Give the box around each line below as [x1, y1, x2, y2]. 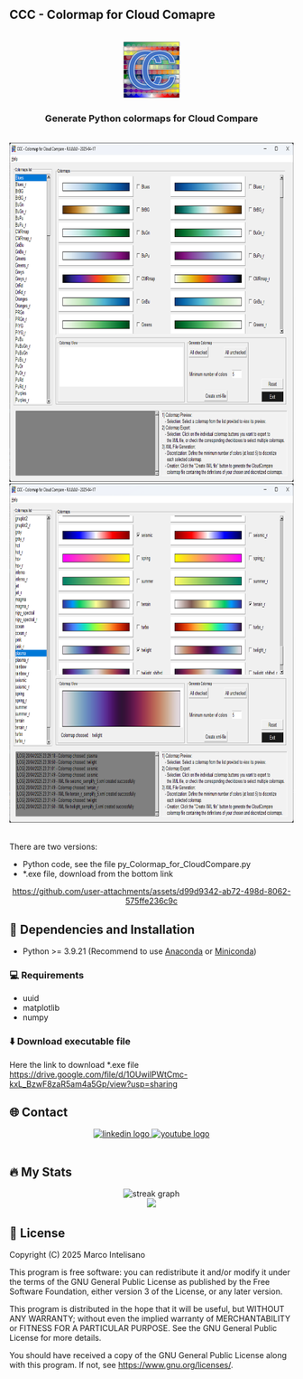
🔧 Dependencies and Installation [9, 921, 196, 937]
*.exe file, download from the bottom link [22, 868, 174, 880]
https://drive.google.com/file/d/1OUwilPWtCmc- [9, 1069, 188, 1080]
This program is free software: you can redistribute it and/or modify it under [9, 1266, 290, 1278]
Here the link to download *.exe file [9, 1059, 140, 1070]
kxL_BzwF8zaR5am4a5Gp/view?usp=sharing [9, 1078, 179, 1089]
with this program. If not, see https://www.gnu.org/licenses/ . [9, 1359, 234, 1370]
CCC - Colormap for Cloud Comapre [9, 7, 216, 23]
